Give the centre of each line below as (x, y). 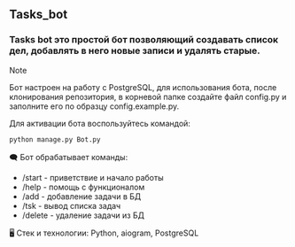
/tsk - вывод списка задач (71, 205)
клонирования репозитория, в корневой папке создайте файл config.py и (148, 96)
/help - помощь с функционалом (83, 187)
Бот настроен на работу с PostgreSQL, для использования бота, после (143, 87)
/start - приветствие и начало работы (93, 177)
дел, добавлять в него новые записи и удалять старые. (135, 50)
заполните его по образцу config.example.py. (94, 106)
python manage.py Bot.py (55, 139)
